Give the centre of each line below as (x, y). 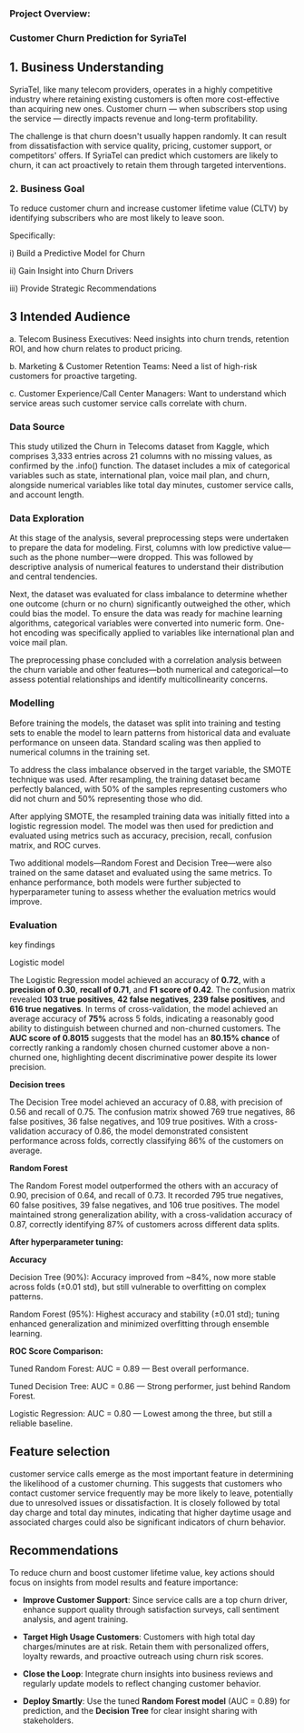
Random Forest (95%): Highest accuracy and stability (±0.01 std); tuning (144, 1314)
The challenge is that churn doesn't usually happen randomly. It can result (148, 135)
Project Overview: (50, 14)
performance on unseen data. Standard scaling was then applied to (135, 742)
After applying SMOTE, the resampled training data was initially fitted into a (150, 816)
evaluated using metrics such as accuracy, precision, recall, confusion (141, 836)
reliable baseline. (41, 1423)
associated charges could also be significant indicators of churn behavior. (147, 1522)
